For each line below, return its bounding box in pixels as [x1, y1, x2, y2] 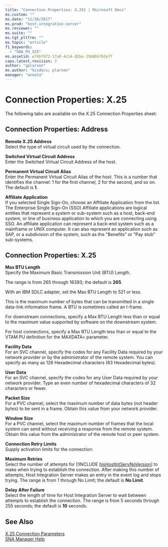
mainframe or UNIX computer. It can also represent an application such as [5, 226, 158, 232]
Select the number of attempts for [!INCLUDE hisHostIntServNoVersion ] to [5, 461, 158, 467]
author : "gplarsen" [5, 63, 46, 68]
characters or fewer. [5, 385, 47, 391]
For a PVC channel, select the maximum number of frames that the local [5, 421, 153, 427]
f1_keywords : [5, 45, 32, 50]
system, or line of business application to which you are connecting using [5, 215, 156, 221]
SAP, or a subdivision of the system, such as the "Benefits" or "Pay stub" [5, 231, 156, 237]
